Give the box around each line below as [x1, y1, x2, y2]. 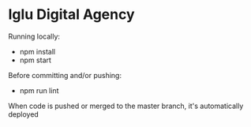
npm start [19, 55, 51, 65]
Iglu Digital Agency [8, 6, 136, 24]
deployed [8, 109, 39, 119]
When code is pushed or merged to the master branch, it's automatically [8, 101, 244, 110]
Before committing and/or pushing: [8, 70, 122, 80]
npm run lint [19, 85, 59, 95]
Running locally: [8, 32, 61, 41]
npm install [19, 47, 56, 56]
